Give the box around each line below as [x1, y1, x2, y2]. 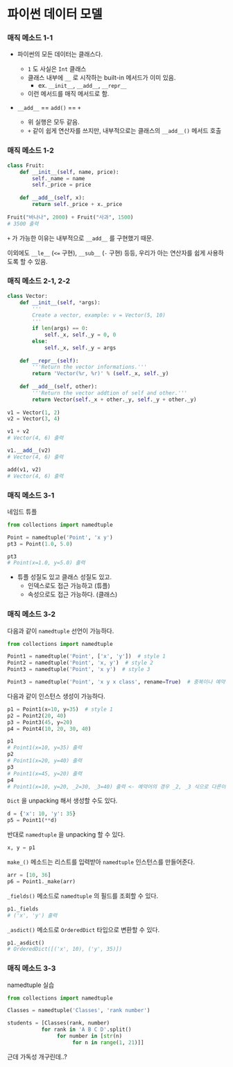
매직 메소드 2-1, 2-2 [7, 276, 71, 286]
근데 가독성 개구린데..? [7, 1052, 67, 1061]
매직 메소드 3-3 [7, 963, 56, 973]
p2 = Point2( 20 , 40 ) [7, 712, 67, 719]
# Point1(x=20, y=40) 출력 [7, 757, 83, 764]
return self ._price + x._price [32, 201, 123, 208]
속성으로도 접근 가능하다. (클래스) [27, 590, 118, 599]
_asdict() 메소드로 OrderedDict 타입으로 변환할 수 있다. [7, 925, 160, 933]
